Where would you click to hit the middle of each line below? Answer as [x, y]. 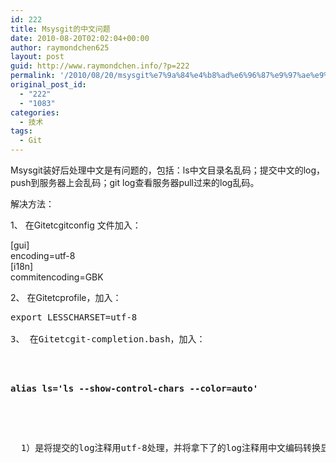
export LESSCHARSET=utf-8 [74, 317]
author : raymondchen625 [60, 47]
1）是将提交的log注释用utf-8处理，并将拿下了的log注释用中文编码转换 [171, 447]
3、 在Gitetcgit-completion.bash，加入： [108, 339]
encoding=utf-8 [43, 255]
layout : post [37, 57]
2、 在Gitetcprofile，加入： [66, 297]
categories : [35, 112]
